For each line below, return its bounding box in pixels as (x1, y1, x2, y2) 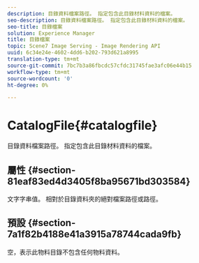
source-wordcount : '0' (7, 75, 73, 82)
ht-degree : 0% (7, 82, 49, 89)
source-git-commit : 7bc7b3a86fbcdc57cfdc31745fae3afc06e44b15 (7, 62, 192, 69)
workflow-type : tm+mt (7, 68, 71, 75)
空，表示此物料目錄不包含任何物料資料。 (7, 248, 124, 256)
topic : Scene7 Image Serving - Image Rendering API (7, 43, 161, 50)
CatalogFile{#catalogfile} (7, 118, 158, 133)
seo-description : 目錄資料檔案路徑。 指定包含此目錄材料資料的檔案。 (7, 17, 189, 24)
